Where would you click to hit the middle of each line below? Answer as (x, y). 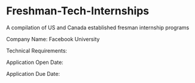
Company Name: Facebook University (53, 39)
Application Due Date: (33, 73)
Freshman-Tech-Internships (78, 11)
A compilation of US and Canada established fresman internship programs (98, 27)
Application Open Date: (35, 62)
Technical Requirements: (37, 50)
